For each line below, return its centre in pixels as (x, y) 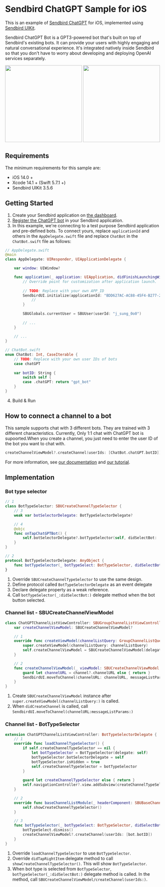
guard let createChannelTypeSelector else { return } (79, 780)
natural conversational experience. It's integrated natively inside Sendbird (80, 48)
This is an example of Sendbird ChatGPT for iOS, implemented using (74, 23)
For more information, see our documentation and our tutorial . (68, 462)
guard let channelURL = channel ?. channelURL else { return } (87, 673)
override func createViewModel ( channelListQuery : (66, 641)
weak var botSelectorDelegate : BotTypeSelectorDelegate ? (73, 515)
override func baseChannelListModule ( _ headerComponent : (73, 803)
